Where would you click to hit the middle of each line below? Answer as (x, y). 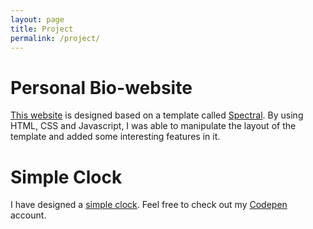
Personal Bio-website (101, 87)
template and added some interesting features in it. (115, 137)
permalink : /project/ (55, 38)
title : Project (42, 29)
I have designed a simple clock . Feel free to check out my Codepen (149, 205)
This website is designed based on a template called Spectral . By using (157, 115)
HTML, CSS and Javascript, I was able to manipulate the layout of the (153, 126)
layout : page (37, 19)
